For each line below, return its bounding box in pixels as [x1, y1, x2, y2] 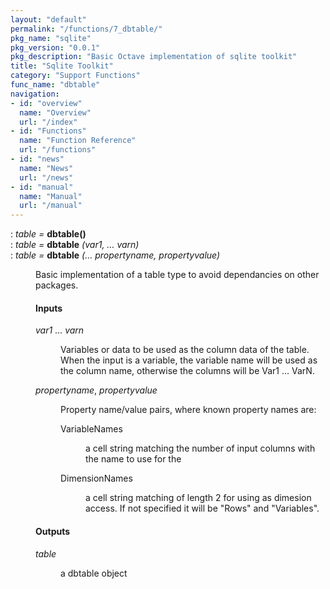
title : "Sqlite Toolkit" [10, 61, 114, 71]
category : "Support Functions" [10, 71, 141, 81]
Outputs [35, 525, 71, 537]
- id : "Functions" [10, 126, 87, 136]
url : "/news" [19, 172, 74, 183]
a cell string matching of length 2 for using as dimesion [85, 492, 312, 504]
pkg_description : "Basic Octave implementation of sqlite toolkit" [10, 52, 298, 62]
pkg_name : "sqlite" [10, 33, 92, 43]
